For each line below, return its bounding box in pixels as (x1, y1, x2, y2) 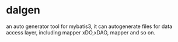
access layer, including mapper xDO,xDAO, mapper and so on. (6, 29, 156, 36)
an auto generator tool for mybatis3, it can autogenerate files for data (6, 23, 173, 30)
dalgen (6, 3, 41, 17)
